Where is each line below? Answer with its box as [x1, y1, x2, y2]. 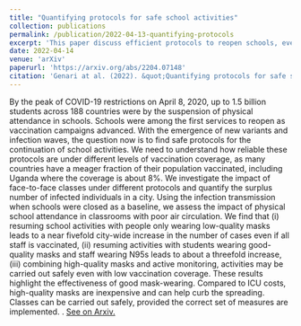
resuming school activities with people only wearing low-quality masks [9, 220, 271, 231]
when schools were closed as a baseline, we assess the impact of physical [9, 201, 286, 212]
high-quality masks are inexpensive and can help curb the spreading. [9, 286, 265, 297]
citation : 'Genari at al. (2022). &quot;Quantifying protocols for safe [9, 72, 287, 81]
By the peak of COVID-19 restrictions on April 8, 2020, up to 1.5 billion [9, 96, 267, 107]
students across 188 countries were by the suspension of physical [9, 105, 254, 117]
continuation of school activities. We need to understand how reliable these [9, 144, 288, 154]
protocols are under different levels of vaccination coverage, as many [9, 154, 266, 164]
